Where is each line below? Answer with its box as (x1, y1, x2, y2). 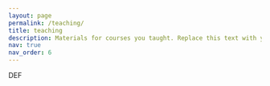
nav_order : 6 (8, 49, 52, 57)
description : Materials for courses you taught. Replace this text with (8, 33, 257, 42)
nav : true (8, 41, 42, 49)
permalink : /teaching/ (8, 19, 84, 27)
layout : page (8, 11, 52, 20)
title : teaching (8, 26, 63, 34)
